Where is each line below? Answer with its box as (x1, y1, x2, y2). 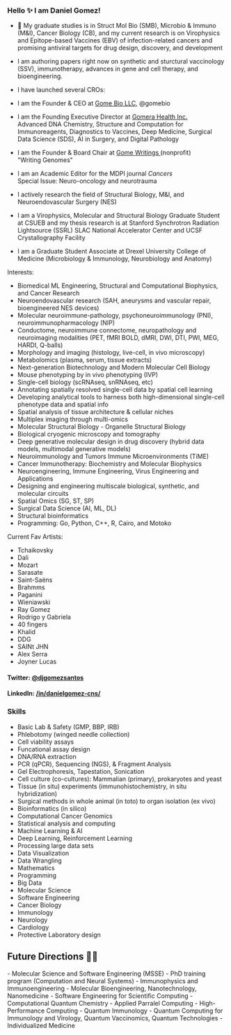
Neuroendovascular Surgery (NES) (17, 198, 117, 206)
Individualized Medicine (7, 1021, 75, 1029)
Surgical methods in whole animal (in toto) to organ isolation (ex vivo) (17, 797, 216, 805)
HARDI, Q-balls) (17, 341, 63, 349)
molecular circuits (17, 490, 69, 498)
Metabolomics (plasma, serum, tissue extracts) (17, 355, 152, 365)
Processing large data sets (17, 841, 94, 850)
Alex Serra (17, 650, 48, 659)
